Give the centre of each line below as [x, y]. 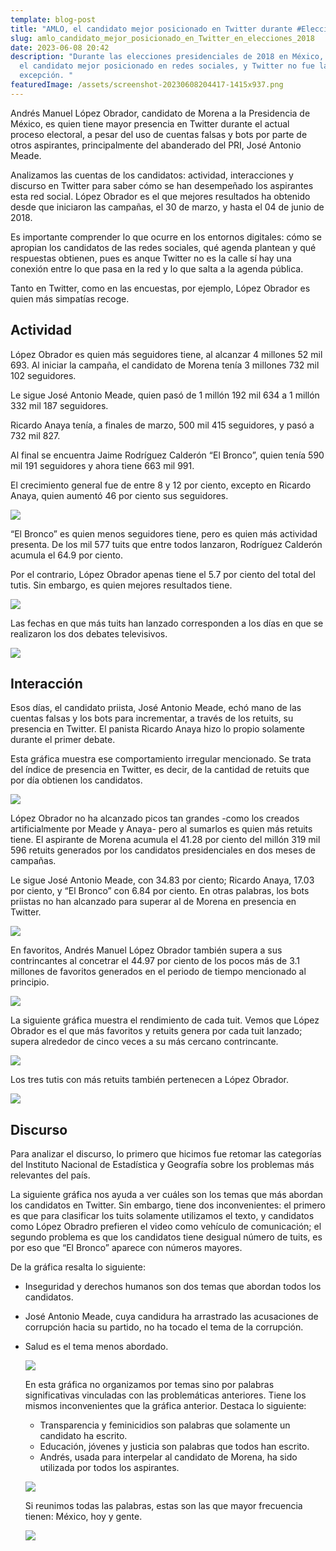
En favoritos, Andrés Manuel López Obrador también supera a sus [146, 950]
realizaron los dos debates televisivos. [89, 633]
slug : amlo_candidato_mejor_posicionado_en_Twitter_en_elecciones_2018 [162, 38]
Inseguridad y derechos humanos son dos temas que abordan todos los [173, 1287]
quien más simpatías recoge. [70, 298]
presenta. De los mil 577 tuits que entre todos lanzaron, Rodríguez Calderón [166, 544]
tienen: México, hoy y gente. [83, 1517]
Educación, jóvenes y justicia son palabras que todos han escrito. [174, 1447]
